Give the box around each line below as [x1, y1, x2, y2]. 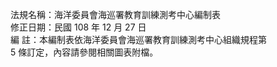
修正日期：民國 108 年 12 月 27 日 [10, 21, 147, 33]
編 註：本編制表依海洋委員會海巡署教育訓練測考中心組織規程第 [10, 34, 267, 45]
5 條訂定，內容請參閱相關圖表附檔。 [10, 46, 159, 58]
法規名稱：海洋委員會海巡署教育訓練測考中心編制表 [10, 9, 221, 20]
